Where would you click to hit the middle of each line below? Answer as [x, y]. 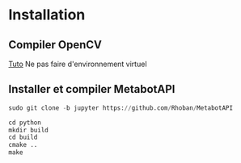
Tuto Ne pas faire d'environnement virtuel [78, 64]
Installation [47, 15]
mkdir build [28, 130]
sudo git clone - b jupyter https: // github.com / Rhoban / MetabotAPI [120, 108]
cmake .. [23, 145]
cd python [25, 123]
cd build [23, 138]
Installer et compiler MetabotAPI [92, 89]
